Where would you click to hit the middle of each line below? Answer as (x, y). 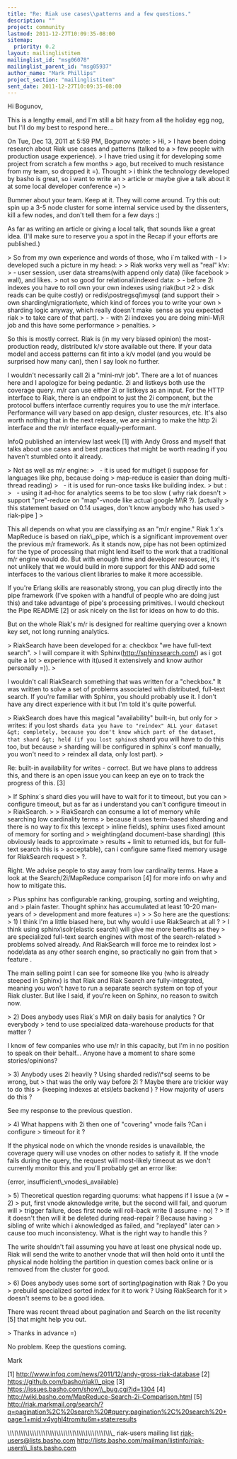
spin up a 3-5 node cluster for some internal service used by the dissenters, (118, 208)
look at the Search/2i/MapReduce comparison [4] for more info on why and (117, 878)
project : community (36, 27)
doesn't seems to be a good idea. (56, 1298)
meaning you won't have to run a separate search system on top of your (112, 988)
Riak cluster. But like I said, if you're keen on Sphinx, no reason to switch (113, 996)
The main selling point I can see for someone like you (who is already (108, 973)
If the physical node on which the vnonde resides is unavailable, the (106, 1146)
